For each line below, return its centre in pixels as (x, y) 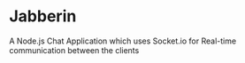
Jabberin (43, 16)
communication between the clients (74, 50)
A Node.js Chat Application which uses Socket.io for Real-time (123, 41)
